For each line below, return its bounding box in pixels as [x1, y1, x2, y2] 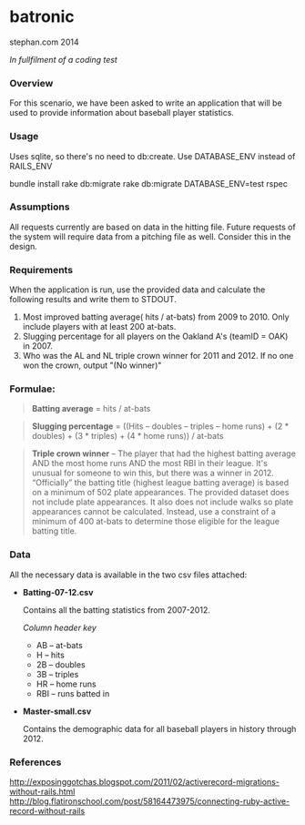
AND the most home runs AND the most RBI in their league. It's [31, 458, 269, 469]
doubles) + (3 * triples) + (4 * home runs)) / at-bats [31, 431, 225, 442]
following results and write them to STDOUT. [9, 294, 178, 305]
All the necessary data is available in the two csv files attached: [9, 569, 248, 580]
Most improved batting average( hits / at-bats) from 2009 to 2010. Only [22, 311, 290, 322]
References [9, 756, 62, 769]
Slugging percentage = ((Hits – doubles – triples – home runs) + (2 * [31, 421, 290, 432]
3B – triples [36, 668, 79, 679]
